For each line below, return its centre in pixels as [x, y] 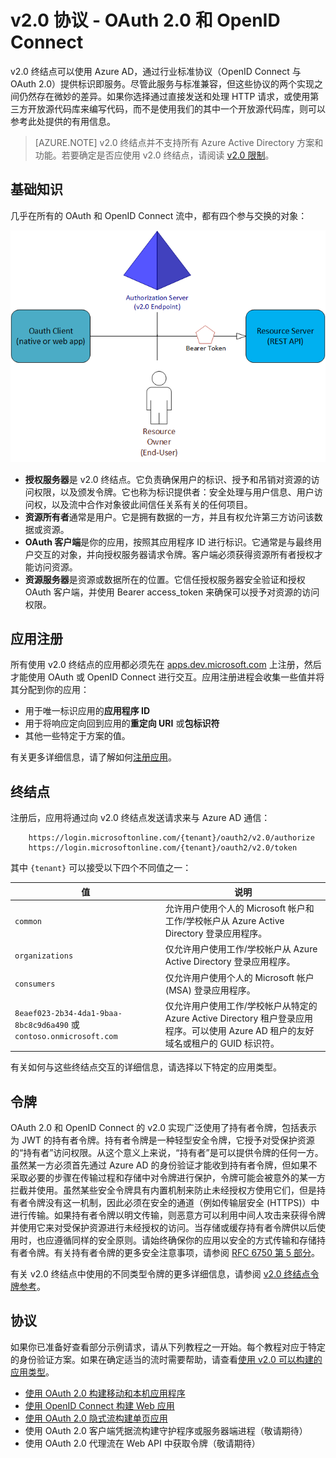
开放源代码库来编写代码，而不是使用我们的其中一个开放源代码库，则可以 [176, 108]
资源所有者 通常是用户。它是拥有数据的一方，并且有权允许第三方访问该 [169, 517]
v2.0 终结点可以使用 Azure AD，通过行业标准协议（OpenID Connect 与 [156, 71]
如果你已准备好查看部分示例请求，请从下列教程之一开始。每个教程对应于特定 [168, 1347]
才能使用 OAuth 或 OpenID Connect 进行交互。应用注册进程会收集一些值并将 [167, 677]
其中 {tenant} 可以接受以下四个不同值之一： [101, 868]
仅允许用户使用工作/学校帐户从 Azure [241, 949]
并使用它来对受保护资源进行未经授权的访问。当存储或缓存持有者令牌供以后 [163, 1228]
